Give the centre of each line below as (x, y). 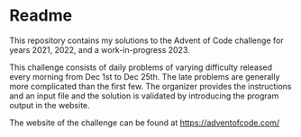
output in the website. (50, 105)
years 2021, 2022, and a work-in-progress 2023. (100, 49)
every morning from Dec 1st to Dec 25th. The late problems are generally (145, 76)
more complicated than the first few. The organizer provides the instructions (150, 86)
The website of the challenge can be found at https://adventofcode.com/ (145, 123)
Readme (41, 16)
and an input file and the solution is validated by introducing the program (144, 96)
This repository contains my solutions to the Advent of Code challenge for (146, 40)
